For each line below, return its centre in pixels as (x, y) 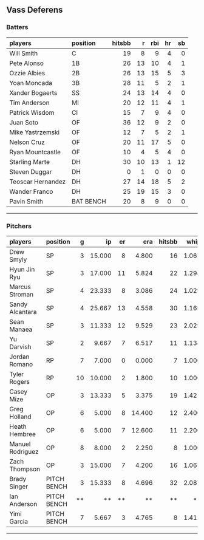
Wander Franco (31, 191)
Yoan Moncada (31, 83)
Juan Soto (24, 122)
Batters (17, 27)
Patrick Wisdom (32, 112)
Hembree (23, 434)
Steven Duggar (31, 171)
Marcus (20, 287)
